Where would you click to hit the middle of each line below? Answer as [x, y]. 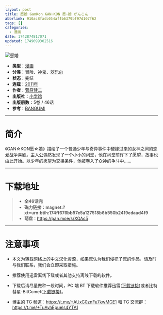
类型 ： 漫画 [23, 66]
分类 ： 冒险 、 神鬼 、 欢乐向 [38, 72]
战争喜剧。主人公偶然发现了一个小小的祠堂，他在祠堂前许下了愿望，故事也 [83, 155]
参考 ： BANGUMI [29, 108]
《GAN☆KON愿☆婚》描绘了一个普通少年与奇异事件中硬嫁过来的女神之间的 [79, 149]
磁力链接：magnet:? [45, 207]
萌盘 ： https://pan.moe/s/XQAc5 [56, 218]
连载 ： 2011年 [25, 84]
